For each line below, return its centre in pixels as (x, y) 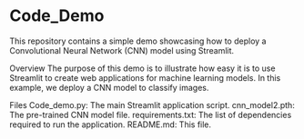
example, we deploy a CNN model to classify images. (109, 87)
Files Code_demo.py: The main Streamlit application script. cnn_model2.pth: (152, 104)
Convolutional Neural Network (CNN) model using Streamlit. (122, 50)
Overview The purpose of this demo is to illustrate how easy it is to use (142, 68)
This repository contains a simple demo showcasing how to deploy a (138, 41)
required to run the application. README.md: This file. (111, 124)
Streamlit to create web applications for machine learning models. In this (145, 77)
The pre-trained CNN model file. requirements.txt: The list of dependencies (151, 114)
